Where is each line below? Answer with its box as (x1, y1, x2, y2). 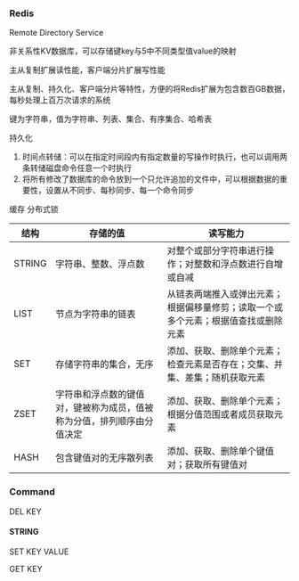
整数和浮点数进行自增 (193, 258, 283, 270)
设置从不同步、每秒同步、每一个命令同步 (45, 185, 194, 196)
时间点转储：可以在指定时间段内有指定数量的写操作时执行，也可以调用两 (21, 151, 287, 162)
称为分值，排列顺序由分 (55, 415, 154, 428)
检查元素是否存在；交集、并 (166, 358, 283, 371)
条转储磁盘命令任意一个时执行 (21, 163, 132, 174)
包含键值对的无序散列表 (55, 452, 154, 464)
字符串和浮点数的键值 (55, 389, 145, 401)
